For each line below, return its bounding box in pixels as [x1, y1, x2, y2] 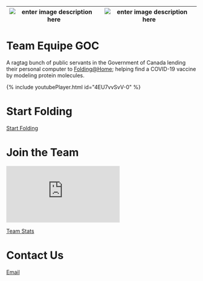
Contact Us [6, 248, 64, 262]
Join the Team [6, 146, 79, 159]
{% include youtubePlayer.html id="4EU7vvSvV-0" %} [6, 83, 141, 90]
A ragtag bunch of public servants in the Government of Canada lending [6, 58, 186, 66]
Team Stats [6, 227, 34, 235]
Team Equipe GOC [6, 39, 100, 53]
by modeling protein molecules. [6, 72, 85, 79]
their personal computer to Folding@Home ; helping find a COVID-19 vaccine [6, 65, 196, 72]
